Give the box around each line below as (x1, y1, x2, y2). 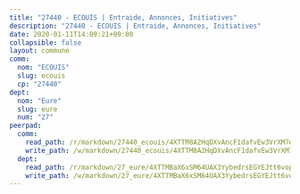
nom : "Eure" (17, 96, 62, 105)
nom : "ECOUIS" (17, 63, 70, 72)
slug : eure (17, 105, 58, 114)
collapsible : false (9, 38, 82, 47)
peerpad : (9, 122, 42, 131)
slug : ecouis (17, 72, 66, 80)
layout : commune (9, 46, 70, 55)
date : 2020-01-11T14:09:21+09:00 (9, 30, 134, 38)
